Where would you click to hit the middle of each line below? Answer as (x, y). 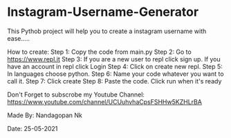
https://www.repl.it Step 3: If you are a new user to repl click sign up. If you (114, 59)
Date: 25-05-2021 (33, 128)
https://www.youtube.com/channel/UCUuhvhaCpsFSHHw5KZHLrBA (105, 101)
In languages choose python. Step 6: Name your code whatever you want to (115, 74)
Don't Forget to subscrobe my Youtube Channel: (76, 95)
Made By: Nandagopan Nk (45, 115)
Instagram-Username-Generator (103, 12)
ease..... (18, 38)
